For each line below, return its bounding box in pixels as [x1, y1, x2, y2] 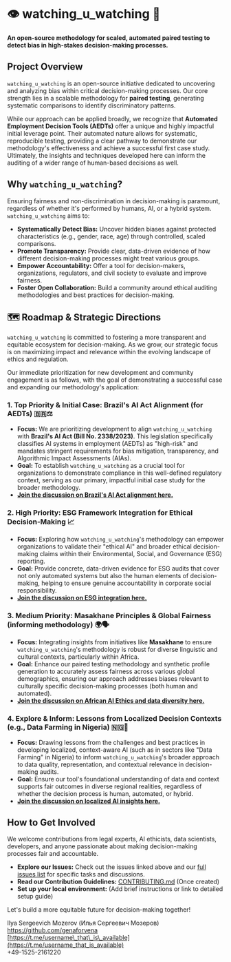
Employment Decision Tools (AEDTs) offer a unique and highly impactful [7, 122, 214, 130]
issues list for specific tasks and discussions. [16, 870, 146, 879]
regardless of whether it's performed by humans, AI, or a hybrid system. [7, 204, 212, 212]
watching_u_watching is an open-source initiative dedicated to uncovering [7, 79, 215, 88]
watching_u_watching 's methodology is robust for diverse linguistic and [16, 646, 218, 654]
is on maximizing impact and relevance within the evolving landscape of [7, 348, 211, 356]
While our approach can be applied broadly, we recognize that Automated [7, 114, 218, 123]
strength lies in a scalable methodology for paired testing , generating [7, 94, 204, 102]
